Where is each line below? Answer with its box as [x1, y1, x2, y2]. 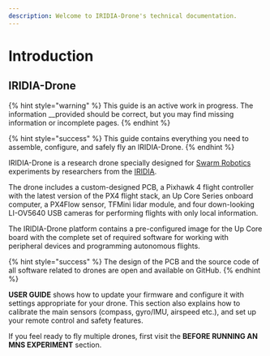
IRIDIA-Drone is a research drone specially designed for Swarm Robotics [8, 157, 251, 167]
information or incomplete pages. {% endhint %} [8, 118, 171, 127]
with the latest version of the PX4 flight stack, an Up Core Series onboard [8, 191, 254, 200]
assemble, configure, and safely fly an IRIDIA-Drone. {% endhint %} [8, 142, 235, 152]
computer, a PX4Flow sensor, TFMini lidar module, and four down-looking [8, 199, 255, 209]
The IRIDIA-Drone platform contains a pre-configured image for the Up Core [8, 224, 263, 234]
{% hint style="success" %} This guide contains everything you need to [8, 133, 249, 143]
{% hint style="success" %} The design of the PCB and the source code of [8, 256, 259, 266]
